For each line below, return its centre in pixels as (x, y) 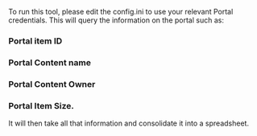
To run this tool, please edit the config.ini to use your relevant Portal (121, 12)
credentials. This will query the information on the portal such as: (116, 20)
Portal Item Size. (41, 105)
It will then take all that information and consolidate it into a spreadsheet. (129, 123)
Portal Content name (50, 62)
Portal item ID (35, 41)
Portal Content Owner (52, 84)
